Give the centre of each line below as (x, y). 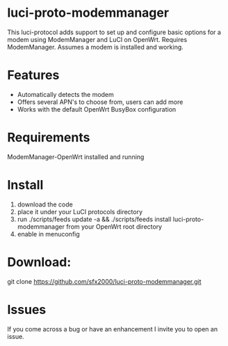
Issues (27, 309)
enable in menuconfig (48, 234)
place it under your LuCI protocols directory (80, 211)
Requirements (49, 138)
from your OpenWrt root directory (114, 226)
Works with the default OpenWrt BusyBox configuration (97, 109)
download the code (45, 204)
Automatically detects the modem (66, 94)
